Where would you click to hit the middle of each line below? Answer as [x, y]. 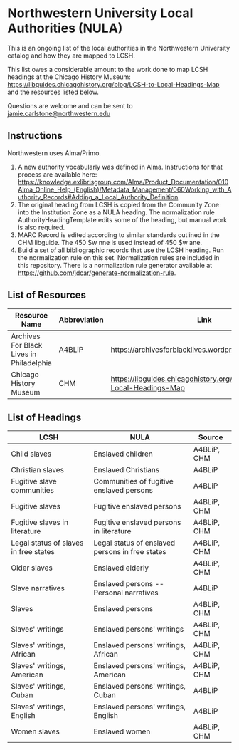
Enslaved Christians [127, 470]
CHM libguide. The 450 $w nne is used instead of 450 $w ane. [110, 242]
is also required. [41, 227]
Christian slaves [38, 470]
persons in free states [130, 552]
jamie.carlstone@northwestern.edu [59, 113]
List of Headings [44, 417]
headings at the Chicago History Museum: [69, 77]
